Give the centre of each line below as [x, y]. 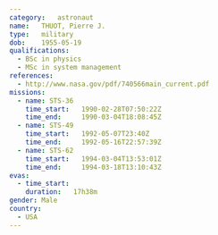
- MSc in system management [70, 68]
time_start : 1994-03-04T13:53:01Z [94, 159]
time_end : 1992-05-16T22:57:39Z [94, 142]
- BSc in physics [50, 59]
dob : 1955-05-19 [46, 42]
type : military [42, 34]
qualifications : [39, 51]
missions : [28, 92]
